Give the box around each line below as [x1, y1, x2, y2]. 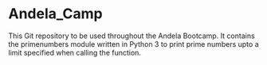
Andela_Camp [8, 5, 103, 23]
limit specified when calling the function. [8, 48, 142, 57]
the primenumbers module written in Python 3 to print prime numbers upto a [8, 39, 259, 48]
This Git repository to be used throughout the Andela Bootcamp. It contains [8, 31, 255, 40]
